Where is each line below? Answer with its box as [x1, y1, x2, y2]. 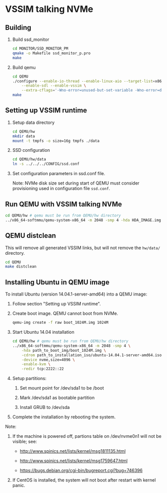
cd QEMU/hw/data [12, 157, 46, 162]
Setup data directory [12, 119, 55, 125]
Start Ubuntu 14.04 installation [12, 329, 75, 335]
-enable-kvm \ [21, 362, 51, 367]
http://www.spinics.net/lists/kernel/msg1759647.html [19, 458, 128, 464]
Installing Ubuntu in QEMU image [5, 278, 110, 287]
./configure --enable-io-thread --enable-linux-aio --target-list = [12, 79, 156, 84]
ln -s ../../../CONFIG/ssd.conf [12, 162, 80, 167]
